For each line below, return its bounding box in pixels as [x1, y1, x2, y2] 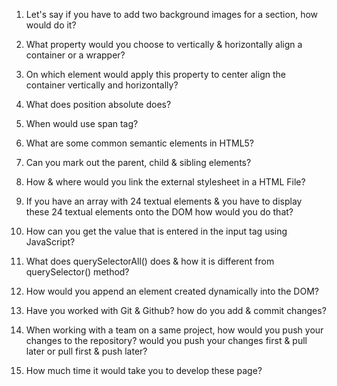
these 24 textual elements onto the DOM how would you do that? [25, 206, 294, 218]
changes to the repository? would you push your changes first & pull [25, 335, 308, 346]
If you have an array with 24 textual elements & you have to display [25, 195, 303, 207]
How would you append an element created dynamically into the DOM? [25, 285, 319, 297]
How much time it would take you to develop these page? [25, 365, 263, 376]
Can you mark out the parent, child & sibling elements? [25, 157, 252, 168]
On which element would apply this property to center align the [25, 69, 286, 80]
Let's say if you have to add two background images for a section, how [25, 9, 319, 20]
